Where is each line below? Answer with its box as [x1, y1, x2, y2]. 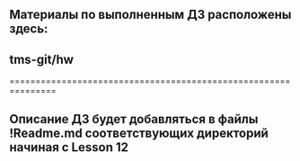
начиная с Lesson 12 [9, 139, 128, 155]
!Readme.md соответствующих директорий [9, 125, 269, 140]
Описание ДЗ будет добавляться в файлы [9, 112, 259, 127]
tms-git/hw [9, 51, 75, 67]
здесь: [9, 22, 49, 37]
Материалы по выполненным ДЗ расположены [9, 7, 292, 22]
